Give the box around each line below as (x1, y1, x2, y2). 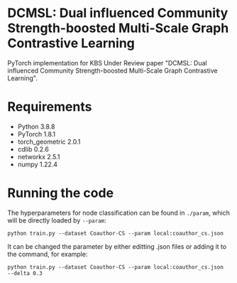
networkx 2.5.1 (17, 152, 60, 161)
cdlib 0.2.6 (17, 144, 50, 154)
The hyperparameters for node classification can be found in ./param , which (7, 208, 231, 217)
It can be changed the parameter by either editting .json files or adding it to (7, 242, 227, 250)
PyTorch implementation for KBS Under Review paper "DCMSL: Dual (7, 58, 207, 67)
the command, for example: (7, 250, 88, 258)
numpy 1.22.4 (17, 160, 58, 169)
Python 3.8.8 (17, 122, 55, 131)
